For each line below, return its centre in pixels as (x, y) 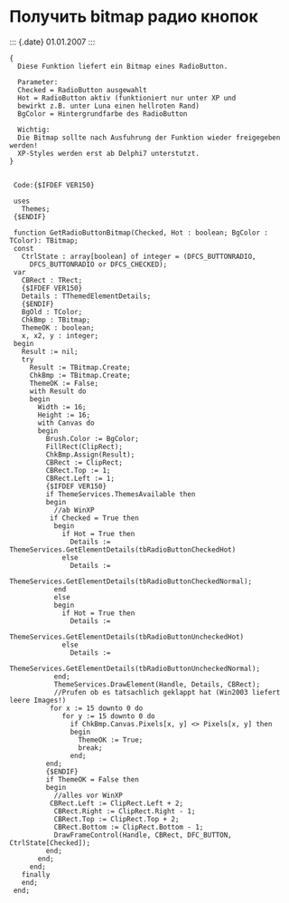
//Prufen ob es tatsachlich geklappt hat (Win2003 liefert (167, 692)
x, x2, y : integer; (60, 336)
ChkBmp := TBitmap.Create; (80, 375)
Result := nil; (50, 351)
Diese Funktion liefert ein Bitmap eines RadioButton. (123, 66)
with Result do (58, 391)
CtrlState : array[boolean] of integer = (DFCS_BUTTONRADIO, (139, 256)
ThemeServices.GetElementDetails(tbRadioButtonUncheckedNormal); (135, 668)
